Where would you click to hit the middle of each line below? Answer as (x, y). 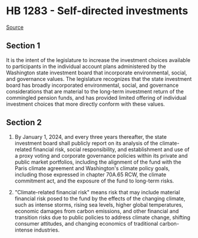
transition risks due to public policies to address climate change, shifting (102, 217)
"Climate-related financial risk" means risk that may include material (97, 192)
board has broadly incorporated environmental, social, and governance (92, 85)
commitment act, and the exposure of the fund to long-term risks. (94, 181)
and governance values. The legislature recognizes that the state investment (99, 79)
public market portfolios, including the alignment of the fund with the (98, 162)
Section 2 (24, 123)
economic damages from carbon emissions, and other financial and (97, 211)
